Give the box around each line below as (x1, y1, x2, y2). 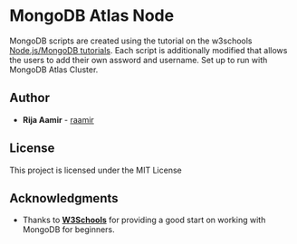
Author (9, 90, 50, 106)
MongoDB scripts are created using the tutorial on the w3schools (9, 35, 253, 46)
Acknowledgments (9, 191, 120, 206)
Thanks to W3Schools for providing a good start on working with (22, 214, 266, 226)
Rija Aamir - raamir (22, 114, 95, 125)
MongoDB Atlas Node (9, 5, 175, 26)
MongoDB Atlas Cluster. (9, 64, 99, 75)
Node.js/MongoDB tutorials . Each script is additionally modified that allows (9, 44, 288, 55)
